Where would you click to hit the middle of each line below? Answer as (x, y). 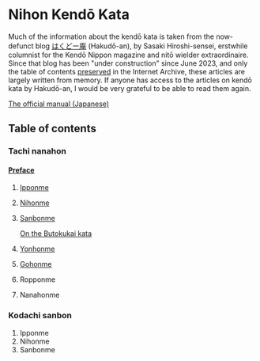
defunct (21, 46)
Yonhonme (37, 249)
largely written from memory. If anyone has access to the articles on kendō (130, 80)
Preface (21, 170)
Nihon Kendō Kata (69, 15)
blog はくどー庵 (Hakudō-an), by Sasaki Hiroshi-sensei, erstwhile (141, 46)
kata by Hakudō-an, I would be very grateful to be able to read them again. (130, 88)
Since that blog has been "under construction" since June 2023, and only (128, 63)
